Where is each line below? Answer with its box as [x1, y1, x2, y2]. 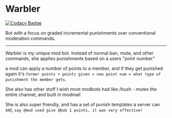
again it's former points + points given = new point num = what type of [5, 70, 161, 77]
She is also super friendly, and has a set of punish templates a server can [5, 101, 160, 107]
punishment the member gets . [5, 76, 67, 82]
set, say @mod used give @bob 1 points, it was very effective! [5, 107, 143, 113]
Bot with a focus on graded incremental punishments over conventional [5, 30, 156, 36]
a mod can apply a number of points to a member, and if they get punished [5, 65, 163, 72]
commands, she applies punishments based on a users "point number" [5, 55, 155, 61]
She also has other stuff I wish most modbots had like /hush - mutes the [5, 86, 157, 92]
